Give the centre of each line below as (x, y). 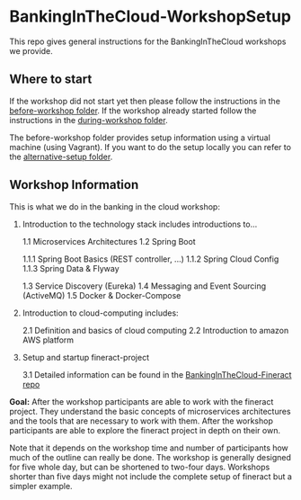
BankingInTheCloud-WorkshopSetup (150, 17)
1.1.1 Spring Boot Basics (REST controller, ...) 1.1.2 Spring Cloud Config (150, 259)
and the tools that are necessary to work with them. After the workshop (142, 421)
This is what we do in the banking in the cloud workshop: (115, 206)
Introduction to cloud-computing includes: (100, 313)
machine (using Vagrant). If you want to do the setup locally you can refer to (150, 147)
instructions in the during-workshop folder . (89, 120)
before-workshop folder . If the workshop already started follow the (133, 111)
